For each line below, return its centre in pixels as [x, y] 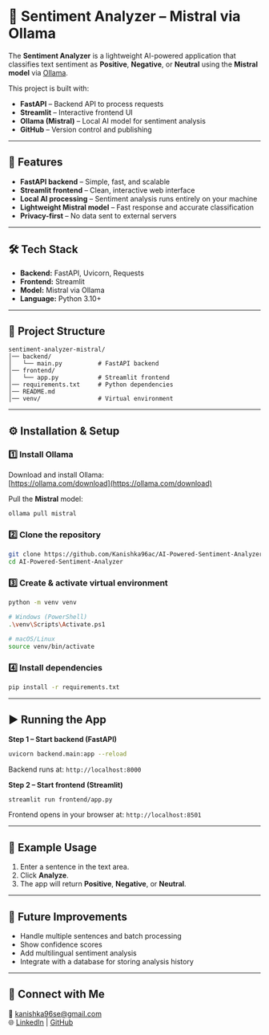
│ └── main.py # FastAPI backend [84, 364]
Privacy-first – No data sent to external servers [98, 215]
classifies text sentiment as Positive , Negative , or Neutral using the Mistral [133, 64]
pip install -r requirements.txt [64, 687]
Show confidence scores [61, 945]
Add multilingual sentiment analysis [78, 953]
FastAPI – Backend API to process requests [92, 104]
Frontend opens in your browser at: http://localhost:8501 [105, 815]
